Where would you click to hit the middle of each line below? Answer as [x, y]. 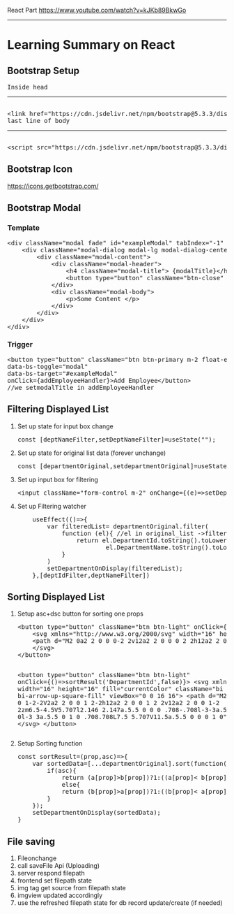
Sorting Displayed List [56, 597]
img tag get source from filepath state [72, 888]
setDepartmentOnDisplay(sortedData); [97, 813]
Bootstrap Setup [44, 70]
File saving [31, 841]
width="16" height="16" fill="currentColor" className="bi [120, 689]
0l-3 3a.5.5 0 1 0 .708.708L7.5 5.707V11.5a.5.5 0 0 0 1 [116, 717]
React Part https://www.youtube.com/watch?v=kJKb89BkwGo [97, 10]
